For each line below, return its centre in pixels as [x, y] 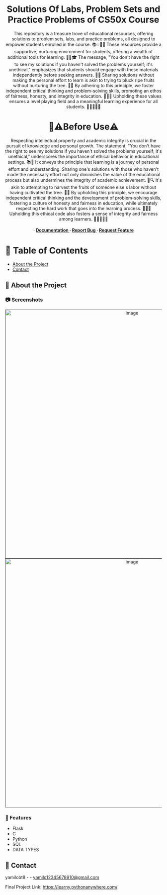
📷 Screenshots [24, 300]
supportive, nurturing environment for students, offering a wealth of [83, 51]
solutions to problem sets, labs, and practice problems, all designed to [83, 39]
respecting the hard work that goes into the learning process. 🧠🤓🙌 [83, 208]
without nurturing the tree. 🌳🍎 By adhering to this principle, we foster [83, 85]
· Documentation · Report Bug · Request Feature [83, 230]
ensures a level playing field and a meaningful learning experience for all [83, 101]
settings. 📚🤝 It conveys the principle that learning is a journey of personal [83, 162]
